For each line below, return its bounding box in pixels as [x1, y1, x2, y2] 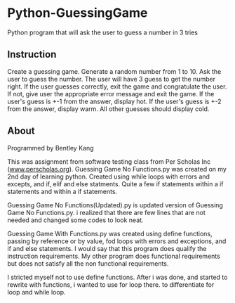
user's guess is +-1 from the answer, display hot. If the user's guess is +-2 [7, 97, 222, 105]
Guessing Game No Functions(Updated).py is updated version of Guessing [7, 200, 223, 209]
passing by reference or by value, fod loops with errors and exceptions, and [7, 237, 227, 245]
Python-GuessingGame [7, 5, 148, 21]
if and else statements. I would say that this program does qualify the [7, 244, 207, 252]
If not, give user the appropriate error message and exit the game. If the [7, 89, 215, 98]
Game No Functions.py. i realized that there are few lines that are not [7, 208, 206, 217]
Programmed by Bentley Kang [7, 143, 94, 152]
